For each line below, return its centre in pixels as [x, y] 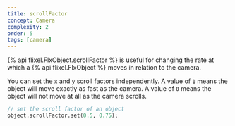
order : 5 [20, 33]
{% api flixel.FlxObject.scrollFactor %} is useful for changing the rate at [111, 60]
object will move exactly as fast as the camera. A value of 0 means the [109, 89]
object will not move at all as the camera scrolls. [77, 96]
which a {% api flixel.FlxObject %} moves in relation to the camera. [104, 68]
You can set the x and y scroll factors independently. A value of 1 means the [117, 81]
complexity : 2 [28, 27]
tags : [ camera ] [30, 40]
